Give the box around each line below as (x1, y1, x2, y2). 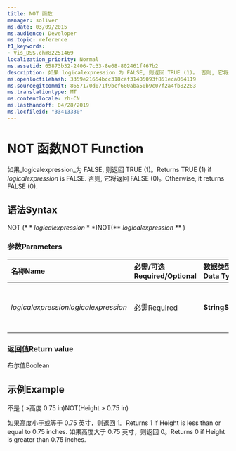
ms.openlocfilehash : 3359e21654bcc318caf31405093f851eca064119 (7, 75, 197, 83)
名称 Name (11, 266, 46, 276)
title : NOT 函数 (7, 10, 53, 18)
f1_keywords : (7, 43, 46, 50)
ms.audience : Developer (7, 30, 77, 37)
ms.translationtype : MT (7, 89, 77, 96)
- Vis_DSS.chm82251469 (7, 50, 74, 57)
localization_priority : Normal (7, 56, 99, 63)
